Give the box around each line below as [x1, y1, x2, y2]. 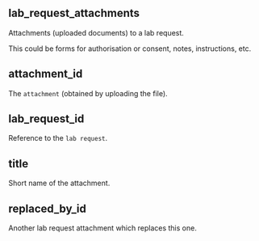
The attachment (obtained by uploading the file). [8, 88, 168, 98]
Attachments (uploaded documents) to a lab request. [8, 27, 184, 37]
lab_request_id [8, 112, 85, 126]
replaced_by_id [8, 201, 86, 215]
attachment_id [8, 67, 83, 81]
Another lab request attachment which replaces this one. [8, 223, 198, 233]
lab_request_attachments [8, 6, 140, 20]
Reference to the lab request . [8, 133, 107, 143]
